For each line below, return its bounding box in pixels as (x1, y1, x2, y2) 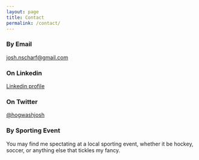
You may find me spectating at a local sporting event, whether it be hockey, (6, 140, 194, 147)
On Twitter (6, 97, 38, 106)
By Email (6, 40, 32, 48)
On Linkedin (6, 69, 42, 77)
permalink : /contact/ (6, 20, 61, 26)
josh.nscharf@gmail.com (6, 54, 68, 61)
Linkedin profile (6, 82, 45, 89)
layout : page (6, 8, 39, 15)
